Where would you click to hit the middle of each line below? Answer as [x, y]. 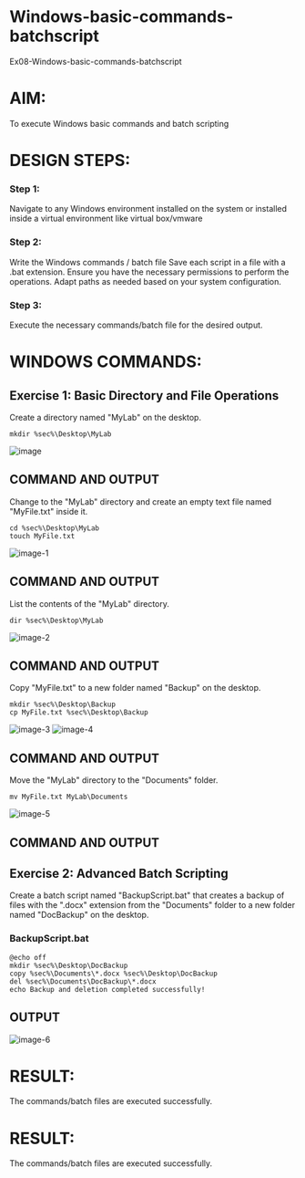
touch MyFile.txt [42, 536]
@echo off [28, 957]
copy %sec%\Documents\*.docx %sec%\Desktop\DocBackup [114, 974]
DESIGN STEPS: [70, 161]
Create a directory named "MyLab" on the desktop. [106, 417]
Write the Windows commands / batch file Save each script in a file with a [147, 262]
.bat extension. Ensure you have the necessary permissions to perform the [149, 272]
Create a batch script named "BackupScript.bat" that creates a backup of [147, 895]
